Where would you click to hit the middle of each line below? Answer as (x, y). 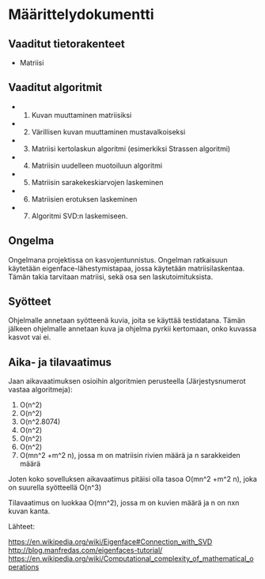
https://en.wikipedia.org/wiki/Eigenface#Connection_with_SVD (110, 542)
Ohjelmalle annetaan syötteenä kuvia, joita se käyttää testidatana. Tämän (127, 320)
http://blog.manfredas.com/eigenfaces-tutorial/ (85, 551)
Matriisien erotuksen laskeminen (84, 199)
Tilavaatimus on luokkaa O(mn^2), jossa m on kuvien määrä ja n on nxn (124, 503)
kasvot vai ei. (30, 337)
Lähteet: (22, 527)
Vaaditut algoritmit (55, 87)
